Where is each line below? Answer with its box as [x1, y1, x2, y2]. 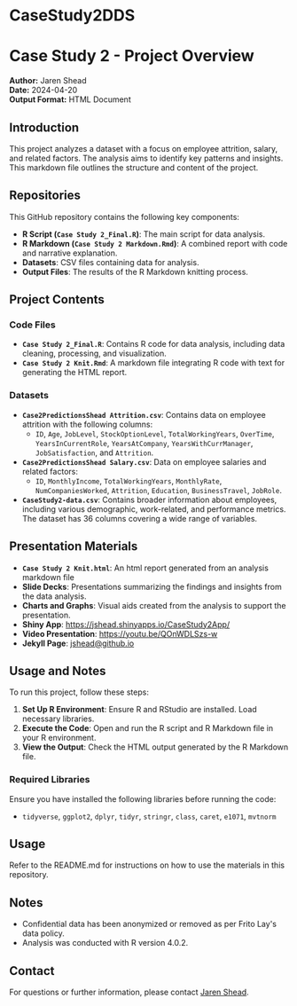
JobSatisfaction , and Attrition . [35, 447, 154, 458]
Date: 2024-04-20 [9, 85, 78, 96]
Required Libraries [9, 774, 90, 786]
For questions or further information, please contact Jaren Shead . [9, 986, 250, 998]
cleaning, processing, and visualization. [21, 348, 167, 359]
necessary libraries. [21, 713, 95, 724]
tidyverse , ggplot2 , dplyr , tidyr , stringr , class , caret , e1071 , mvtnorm [21, 811, 277, 821]
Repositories [9, 188, 82, 203]
